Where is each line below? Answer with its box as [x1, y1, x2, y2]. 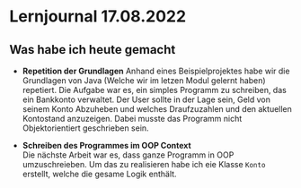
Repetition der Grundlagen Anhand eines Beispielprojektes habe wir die [22, 65, 290, 76]
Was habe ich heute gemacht [9, 42, 176, 57]
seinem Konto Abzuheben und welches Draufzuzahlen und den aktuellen [22, 104, 292, 114]
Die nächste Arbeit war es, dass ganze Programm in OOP [22, 150, 235, 160]
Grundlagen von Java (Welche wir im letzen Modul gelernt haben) [22, 75, 267, 86]
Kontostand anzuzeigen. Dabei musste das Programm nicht [22, 114, 243, 124]
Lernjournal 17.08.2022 [9, 6, 187, 27]
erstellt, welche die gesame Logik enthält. [22, 168, 177, 179]
